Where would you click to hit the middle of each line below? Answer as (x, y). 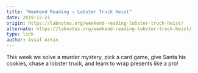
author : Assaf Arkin (33, 40)
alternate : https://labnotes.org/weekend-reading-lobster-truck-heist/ (99, 29)
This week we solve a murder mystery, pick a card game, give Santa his (96, 57)
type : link (20, 34)
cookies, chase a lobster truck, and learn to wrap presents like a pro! (92, 63)
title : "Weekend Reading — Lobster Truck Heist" (69, 12)
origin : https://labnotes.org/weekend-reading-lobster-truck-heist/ (95, 23)
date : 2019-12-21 (28, 17)
